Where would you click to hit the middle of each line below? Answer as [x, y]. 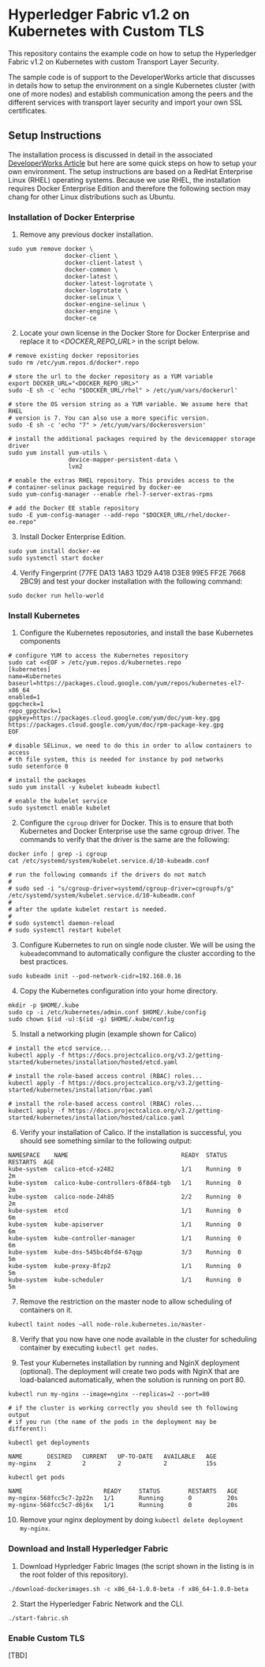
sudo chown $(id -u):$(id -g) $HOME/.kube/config [91, 1020]
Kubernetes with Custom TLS [106, 31]
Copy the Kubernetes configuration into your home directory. [119, 991]
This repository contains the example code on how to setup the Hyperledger [132, 53]
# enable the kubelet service [58, 801]
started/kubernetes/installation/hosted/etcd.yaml [93, 1062]
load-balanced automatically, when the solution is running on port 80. [132, 1380]
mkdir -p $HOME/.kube [44, 1006]
